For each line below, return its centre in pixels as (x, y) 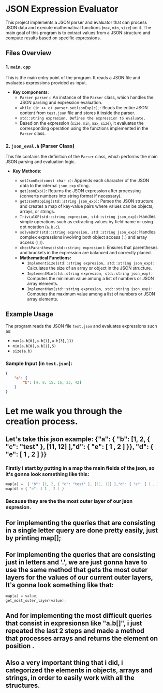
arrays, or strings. (37, 211)
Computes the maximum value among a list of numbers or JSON (91, 294)
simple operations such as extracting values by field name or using (86, 221)
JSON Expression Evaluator (62, 9)
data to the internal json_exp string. (55, 185)
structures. (23, 685)
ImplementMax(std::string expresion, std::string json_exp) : (89, 289)
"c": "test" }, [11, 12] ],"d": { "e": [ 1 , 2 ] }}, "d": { (80, 447)
